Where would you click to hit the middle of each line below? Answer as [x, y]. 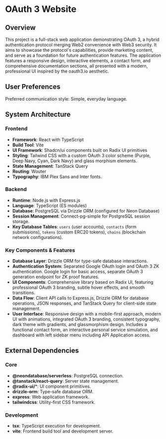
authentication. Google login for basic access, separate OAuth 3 [78, 272]
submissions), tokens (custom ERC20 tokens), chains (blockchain [79, 232]
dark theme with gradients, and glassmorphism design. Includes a [80, 325]
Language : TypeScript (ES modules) [50, 206]
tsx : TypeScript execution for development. [56, 426]
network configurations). [38, 237]
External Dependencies [42, 351]
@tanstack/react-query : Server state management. [66, 381]
